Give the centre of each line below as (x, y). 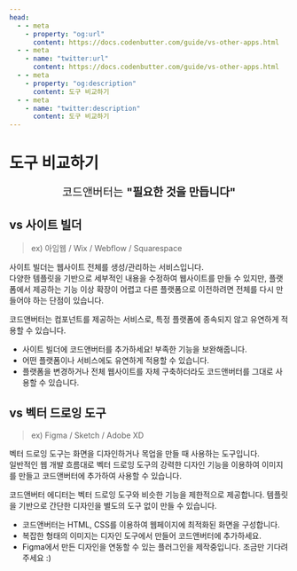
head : (19, 17)
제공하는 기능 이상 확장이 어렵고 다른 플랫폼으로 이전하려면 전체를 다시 (153, 289)
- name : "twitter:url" (67, 59)
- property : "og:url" (65, 34)
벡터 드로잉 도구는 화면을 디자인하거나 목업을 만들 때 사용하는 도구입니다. (134, 453)
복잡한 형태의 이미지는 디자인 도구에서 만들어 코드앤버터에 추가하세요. (141, 535)
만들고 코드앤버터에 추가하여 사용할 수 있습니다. (100, 475)
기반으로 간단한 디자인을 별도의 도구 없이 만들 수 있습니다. (117, 505)
